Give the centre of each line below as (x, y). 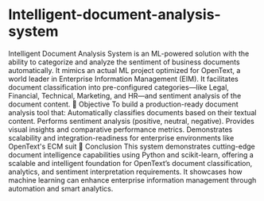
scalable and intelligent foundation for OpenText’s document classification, (130, 163)
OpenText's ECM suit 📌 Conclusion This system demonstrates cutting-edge (132, 146)
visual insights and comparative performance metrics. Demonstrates (120, 129)
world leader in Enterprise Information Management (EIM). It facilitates (123, 79)
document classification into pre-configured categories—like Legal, (118, 87)
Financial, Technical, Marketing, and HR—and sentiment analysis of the (125, 95)
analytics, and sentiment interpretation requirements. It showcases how (125, 172)
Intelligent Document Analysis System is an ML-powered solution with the (129, 53)
